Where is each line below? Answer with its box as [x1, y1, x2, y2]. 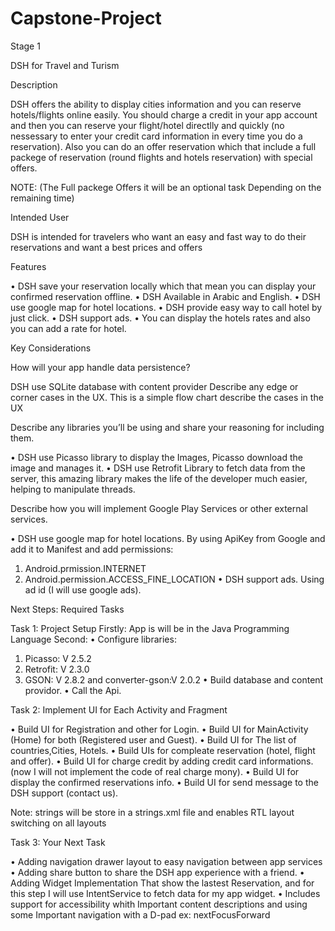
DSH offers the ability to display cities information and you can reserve [10, 98, 302, 110]
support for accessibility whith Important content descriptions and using [10, 898, 308, 910]
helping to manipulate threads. [10, 483, 136, 495]
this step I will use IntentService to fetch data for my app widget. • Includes [10, 887, 321, 899]
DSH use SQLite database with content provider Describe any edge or [10, 380, 299, 392]
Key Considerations [10, 342, 92, 354]
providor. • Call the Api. [24, 684, 122, 696]
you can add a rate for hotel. [10, 322, 127, 334]
